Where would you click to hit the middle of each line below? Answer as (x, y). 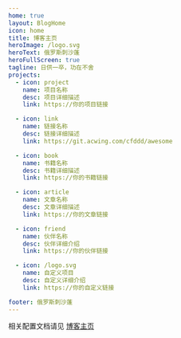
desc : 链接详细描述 (51, 134)
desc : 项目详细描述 (51, 97)
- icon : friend (41, 229)
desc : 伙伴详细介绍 (51, 244)
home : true (26, 16)
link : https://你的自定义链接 (69, 288)
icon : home (26, 30)
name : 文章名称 (45, 200)
